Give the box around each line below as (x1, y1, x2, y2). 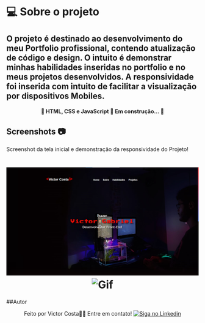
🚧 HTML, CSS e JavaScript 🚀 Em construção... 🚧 (40, 108, 165, 115)
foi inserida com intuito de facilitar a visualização (6, 81, 197, 92)
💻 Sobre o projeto (6, 5, 99, 19)
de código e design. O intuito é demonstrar (6, 53, 172, 63)
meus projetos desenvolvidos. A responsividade (6, 72, 194, 82)
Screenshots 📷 (6, 126, 66, 136)
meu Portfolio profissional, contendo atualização (6, 43, 196, 53)
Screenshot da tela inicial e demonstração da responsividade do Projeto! (6, 145, 189, 153)
